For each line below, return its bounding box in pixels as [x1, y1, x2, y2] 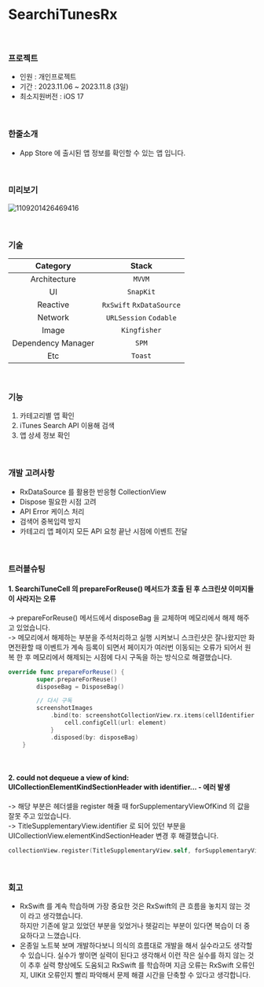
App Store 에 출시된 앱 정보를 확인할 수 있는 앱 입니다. [19, 148, 186, 157]
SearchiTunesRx [8, 6, 118, 24]
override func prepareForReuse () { [8, 667, 125, 676]
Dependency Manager [12, 338, 95, 349]
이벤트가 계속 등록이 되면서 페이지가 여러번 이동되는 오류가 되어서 [43, 642, 244, 652]
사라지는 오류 [16, 594, 57, 604]
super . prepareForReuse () [36, 675, 118, 683]
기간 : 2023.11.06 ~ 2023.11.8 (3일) [19, 82, 129, 91]
